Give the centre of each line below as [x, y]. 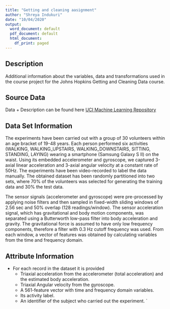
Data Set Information [39, 126]
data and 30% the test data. [35, 187]
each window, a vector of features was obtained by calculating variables [81, 235]
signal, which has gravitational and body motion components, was [75, 213]
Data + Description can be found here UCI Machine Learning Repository [81, 110]
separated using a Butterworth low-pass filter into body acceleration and [81, 218]
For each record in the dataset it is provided [59, 268]
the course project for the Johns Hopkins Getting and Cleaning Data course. [85, 82]
